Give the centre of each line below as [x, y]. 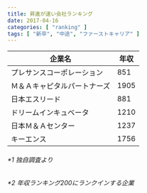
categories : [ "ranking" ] [47, 27]
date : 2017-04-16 [33, 21]
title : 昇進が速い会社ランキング [50, 14]
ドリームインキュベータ [50, 113]
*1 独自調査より [30, 160]
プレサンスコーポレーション [57, 73]
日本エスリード [36, 99]
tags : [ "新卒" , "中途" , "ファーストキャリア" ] [73, 34]
